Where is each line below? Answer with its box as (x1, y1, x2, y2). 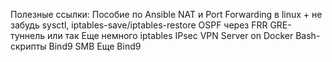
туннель (10, 30, 46, 41)
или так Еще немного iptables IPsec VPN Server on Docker (47, 30, 294, 41)
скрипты (10, 40, 47, 52)
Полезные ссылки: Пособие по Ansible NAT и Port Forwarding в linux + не (10, 9, 323, 20)
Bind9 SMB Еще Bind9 (48, 40, 142, 52)
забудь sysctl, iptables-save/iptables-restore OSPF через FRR (10, 19, 268, 31)
